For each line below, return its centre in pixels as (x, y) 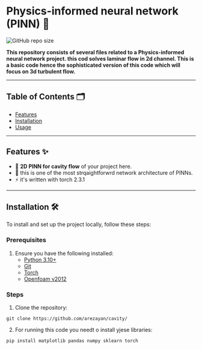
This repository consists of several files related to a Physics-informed (95, 52)
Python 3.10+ (40, 260)
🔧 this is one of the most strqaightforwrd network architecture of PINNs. (104, 172)
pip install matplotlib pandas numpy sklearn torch (72, 341)
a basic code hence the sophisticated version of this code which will (93, 65)
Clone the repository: (41, 307)
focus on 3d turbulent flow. (41, 71)
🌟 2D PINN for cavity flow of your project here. (73, 166)
